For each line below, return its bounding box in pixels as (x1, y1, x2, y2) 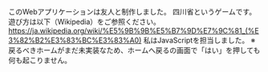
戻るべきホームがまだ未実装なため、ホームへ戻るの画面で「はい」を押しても (8, 46, 261, 54)
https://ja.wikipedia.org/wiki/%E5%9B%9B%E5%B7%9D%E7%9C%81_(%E (8, 26, 259, 35)
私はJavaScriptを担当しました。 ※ (143, 35, 256, 45)
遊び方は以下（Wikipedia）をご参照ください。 (8, 17, 160, 26)
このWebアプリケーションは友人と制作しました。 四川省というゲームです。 (8, 7, 257, 16)
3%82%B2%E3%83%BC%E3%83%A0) (8, 35, 142, 45)
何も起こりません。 (8, 55, 72, 65)
